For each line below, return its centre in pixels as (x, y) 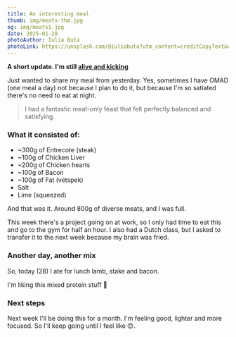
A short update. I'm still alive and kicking (68, 67)
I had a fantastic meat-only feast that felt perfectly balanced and (118, 109)
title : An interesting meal (48, 14)
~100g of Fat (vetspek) (50, 180)
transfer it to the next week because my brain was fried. (88, 238)
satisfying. (39, 116)
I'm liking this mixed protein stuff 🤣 (57, 284)
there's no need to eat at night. (52, 95)
